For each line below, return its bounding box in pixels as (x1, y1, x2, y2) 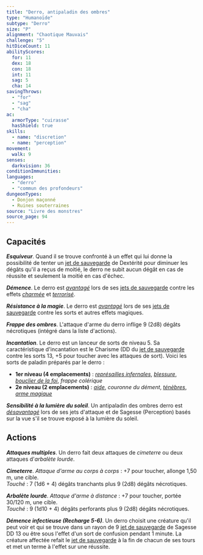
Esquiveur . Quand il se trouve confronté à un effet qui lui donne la (6, 252, 173, 260)
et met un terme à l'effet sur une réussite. (6, 543, 110, 550)
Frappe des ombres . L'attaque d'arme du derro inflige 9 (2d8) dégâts (6, 321, 181, 328)
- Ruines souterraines (12, 203, 69, 209)
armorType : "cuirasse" (12, 117, 69, 123)
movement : (6, 145, 32, 152)
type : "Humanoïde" (6, 15, 53, 21)
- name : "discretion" (12, 134, 67, 141)
